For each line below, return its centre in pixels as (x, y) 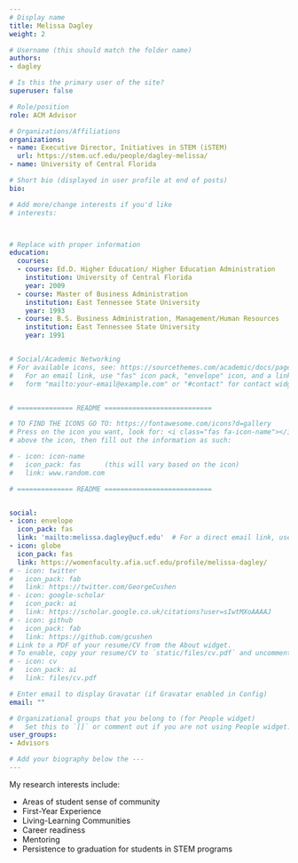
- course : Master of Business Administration (103, 294)
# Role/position (39, 107)
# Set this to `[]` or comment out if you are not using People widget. (150, 727)
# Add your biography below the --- (77, 759)
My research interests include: (65, 784)
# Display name (37, 17)
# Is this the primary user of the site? (87, 83)
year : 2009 (45, 285)
